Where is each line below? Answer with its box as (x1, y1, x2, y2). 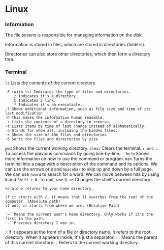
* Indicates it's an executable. (14, 102, 83, 107)
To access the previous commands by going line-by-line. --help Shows (5, 150, 150, 156)
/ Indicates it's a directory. (14, 93, 78, 99)
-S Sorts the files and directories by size (5, 137, 98, 141)
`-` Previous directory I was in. (5, 220, 76, 225)
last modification (5, 111, 43, 116)
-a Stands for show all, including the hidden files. (5, 128, 118, 133)
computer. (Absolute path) (5, 199, 61, 204)
